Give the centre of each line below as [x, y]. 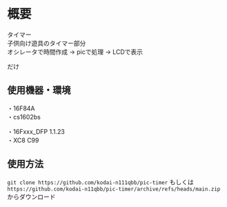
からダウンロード [31, 197]
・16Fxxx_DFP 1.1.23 [36, 131]
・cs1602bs [24, 117]
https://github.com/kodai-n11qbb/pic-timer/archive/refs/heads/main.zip [114, 189]
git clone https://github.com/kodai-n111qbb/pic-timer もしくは [101, 182]
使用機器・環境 [39, 90]
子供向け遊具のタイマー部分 [47, 43]
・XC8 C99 [23, 140]
